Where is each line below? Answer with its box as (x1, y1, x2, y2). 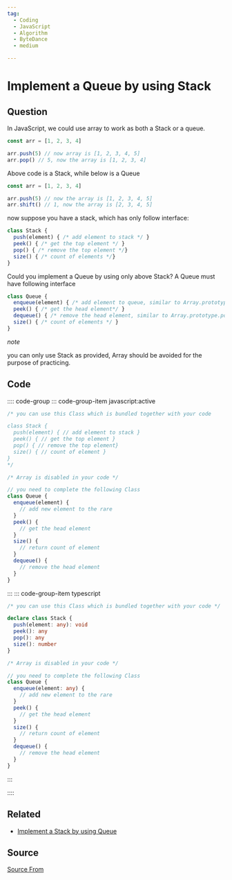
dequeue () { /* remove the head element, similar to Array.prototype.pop (13, 313, 230, 319)
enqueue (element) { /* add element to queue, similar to (13, 299, 181, 306)
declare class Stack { (7, 615, 72, 622)
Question (7, 105, 48, 118)
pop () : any (13, 635, 45, 642)
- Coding (13, 17, 39, 24)
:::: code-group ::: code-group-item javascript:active (7, 396, 156, 405)
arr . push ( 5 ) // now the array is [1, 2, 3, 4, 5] (7, 195, 153, 202)
